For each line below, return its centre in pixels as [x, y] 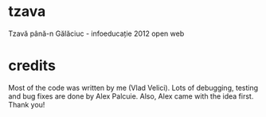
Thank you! [27, 104]
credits [32, 66]
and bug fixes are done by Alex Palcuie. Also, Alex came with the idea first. [131, 96]
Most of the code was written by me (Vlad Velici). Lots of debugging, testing [133, 88]
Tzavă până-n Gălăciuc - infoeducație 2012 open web [96, 33]
